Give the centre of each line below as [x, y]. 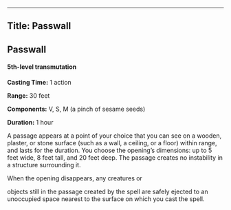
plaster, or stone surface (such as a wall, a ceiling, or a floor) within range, [112, 143]
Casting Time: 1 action [40, 82]
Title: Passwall [39, 26]
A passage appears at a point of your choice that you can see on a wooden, [114, 136]
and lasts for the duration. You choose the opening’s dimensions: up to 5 [110, 150]
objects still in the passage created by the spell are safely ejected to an [108, 191]
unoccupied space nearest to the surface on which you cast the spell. [106, 199]
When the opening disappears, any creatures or [75, 178]
